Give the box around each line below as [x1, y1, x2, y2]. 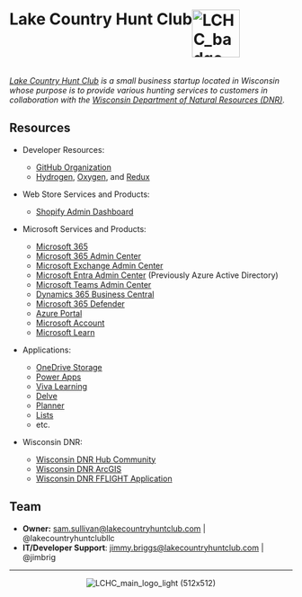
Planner [35, 400, 65, 411]
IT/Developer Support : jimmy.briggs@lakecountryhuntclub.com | [22, 542, 264, 553]
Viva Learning [35, 380, 88, 391]
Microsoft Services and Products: [22, 223, 147, 234]
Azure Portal [35, 307, 83, 318]
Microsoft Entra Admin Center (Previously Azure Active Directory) [35, 270, 279, 281]
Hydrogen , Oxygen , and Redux [35, 171, 150, 182]
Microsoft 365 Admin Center [35, 250, 142, 261]
